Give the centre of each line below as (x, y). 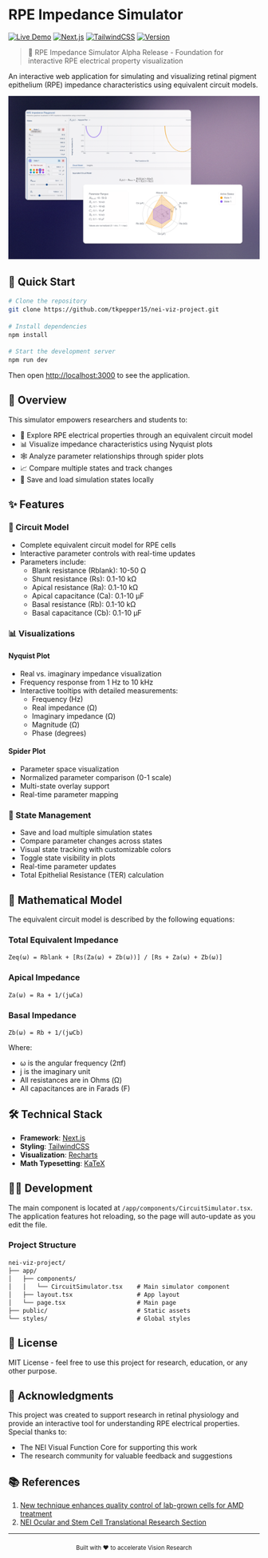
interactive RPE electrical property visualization (105, 61)
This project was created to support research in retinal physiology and (124, 1415)
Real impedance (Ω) (65, 708)
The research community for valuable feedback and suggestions (126, 1456)
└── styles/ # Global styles (100, 1318)
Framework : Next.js (53, 1138)
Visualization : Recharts (59, 1155)
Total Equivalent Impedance (63, 940)
